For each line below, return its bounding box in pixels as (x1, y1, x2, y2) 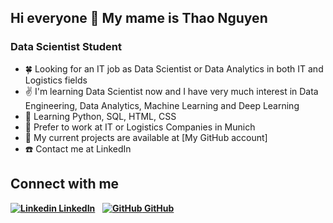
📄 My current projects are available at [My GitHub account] (24, 131, 268, 143)
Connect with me (10, 176, 120, 193)
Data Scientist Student (10, 40, 123, 54)
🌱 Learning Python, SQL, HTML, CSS (24, 110, 177, 122)
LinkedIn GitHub (58, 202, 175, 214)
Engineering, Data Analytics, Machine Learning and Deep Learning (24, 99, 300, 111)
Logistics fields (24, 74, 88, 86)
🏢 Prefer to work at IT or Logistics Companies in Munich (24, 121, 256, 133)
